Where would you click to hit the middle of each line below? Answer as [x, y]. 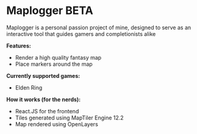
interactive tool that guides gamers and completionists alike [81, 33]
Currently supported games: [43, 76]
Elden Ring [29, 87]
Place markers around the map [54, 64]
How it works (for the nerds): [44, 99]
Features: [19, 46]
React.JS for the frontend [47, 111]
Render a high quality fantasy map [58, 57]
